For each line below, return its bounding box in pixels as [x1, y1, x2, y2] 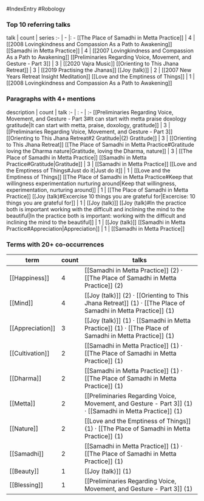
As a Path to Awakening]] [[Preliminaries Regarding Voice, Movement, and [6, 54, 192, 61]
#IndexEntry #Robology [6, 5, 66, 12]
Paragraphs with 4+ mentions [6, 94, 96, 103]
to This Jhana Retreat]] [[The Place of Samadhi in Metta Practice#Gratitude [6, 141, 194, 148]
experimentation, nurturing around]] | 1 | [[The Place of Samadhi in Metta [6, 186, 188, 194]
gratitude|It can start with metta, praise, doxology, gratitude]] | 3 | [6, 121, 171, 128]
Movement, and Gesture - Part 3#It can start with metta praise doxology [6, 115, 186, 122]
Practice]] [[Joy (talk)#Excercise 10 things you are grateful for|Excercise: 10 [6, 192, 195, 200]
